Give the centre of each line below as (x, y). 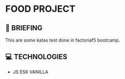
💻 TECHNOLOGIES (37, 57)
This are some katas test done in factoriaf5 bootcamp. (63, 40)
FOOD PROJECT (40, 9)
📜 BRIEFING (24, 28)
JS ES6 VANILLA (30, 72)
